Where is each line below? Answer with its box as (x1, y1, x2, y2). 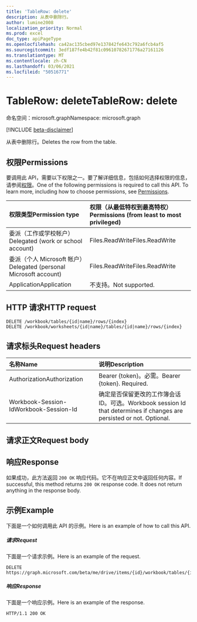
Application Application (9, 280, 72, 289)
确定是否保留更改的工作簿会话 (98, 390, 181, 398)
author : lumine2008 (6, 19, 54, 25)
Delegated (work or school (9, 237, 83, 245)
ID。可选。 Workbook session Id (98, 399, 186, 407)
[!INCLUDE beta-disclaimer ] (6, 126, 73, 133)
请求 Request (6, 537, 38, 544)
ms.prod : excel (6, 31, 43, 37)
